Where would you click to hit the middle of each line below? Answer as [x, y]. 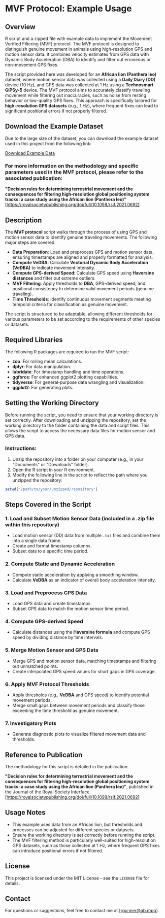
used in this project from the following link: [48, 143]
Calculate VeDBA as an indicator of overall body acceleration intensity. [84, 580]
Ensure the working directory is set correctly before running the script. [84, 835]
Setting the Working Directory [52, 403]
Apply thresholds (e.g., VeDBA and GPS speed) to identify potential [81, 695]
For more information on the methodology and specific [72, 166]
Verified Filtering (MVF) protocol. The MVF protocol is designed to [72, 44]
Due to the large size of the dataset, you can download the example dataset [82, 138]
